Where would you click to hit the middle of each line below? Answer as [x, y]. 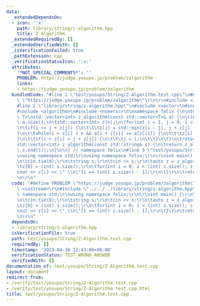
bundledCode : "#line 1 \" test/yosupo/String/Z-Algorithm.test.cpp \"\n [101, 95]
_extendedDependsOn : [37, 17]
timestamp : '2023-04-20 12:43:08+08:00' [62, 250]
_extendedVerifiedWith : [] [45, 45]
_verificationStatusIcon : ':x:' [52, 61]
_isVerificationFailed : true [48, 51]
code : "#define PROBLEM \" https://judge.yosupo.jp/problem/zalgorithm [101, 183]
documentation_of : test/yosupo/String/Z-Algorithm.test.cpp [82, 266]
